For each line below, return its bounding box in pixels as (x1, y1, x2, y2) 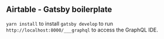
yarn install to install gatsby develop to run (6, 20, 113, 27)
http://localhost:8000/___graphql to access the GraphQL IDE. (6, 26, 158, 33)
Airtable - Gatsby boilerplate (6, 5, 112, 15)
